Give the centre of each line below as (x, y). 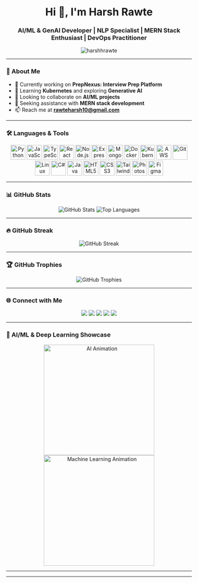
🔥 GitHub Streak (30, 230)
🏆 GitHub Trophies (34, 265)
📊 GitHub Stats (29, 195)
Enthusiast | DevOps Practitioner (99, 38)
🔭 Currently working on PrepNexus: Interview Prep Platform (88, 84)
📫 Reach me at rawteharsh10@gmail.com (67, 110)
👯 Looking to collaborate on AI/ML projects (67, 97)
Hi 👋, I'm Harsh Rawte (99, 12)
